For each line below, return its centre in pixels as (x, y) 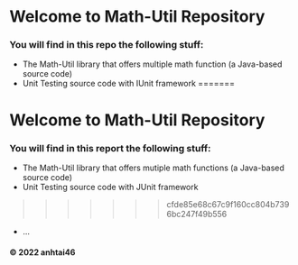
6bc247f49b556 (197, 214)
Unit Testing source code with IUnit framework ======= (128, 84)
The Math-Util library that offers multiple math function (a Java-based (152, 64)
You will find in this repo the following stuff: (107, 45)
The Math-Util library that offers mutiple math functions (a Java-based (153, 168)
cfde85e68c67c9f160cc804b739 (228, 204)
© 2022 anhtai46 (42, 252)
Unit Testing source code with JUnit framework (110, 187)
